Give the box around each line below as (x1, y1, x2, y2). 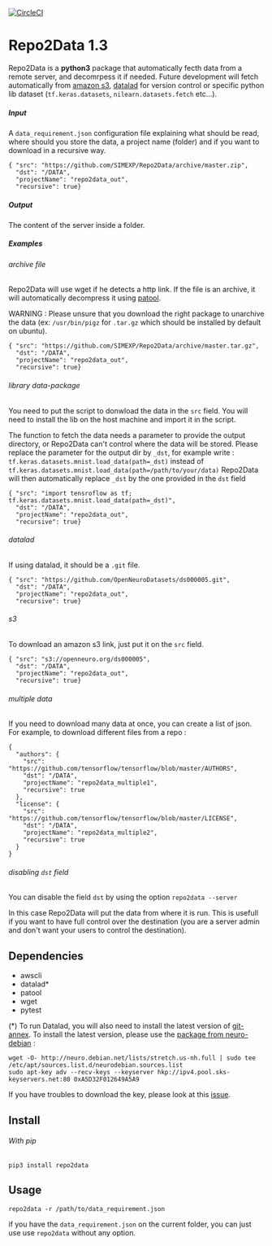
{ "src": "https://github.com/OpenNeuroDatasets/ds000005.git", (8, 575, 231, 584)
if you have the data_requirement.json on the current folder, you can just (8, 1219, 252, 1229)
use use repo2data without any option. (8, 1227, 136, 1237)
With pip (8, 1136, 37, 1146)
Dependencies (8, 949, 84, 963)
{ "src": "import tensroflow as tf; (8, 489, 132, 497)
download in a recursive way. (8, 145, 106, 155)
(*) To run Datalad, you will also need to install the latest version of (8, 1021, 231, 1031)
